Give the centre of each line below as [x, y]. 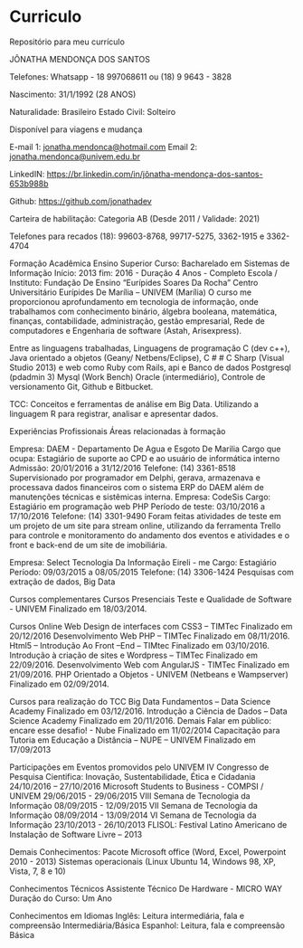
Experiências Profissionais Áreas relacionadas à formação [118, 431]
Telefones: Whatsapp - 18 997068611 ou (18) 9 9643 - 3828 [121, 76]
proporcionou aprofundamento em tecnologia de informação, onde [134, 301]
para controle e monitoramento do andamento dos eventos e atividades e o [150, 535]
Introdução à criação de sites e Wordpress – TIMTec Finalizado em [133, 655]
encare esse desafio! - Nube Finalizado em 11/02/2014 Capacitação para [145, 730]
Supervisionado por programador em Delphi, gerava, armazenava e [135, 478]
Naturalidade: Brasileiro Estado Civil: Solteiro [93, 111]
